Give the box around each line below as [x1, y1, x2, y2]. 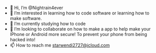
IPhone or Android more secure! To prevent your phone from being [9, 31, 147, 37]
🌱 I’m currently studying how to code [9, 20, 86, 26]
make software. [9, 15, 42, 21]
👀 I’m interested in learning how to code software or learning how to [9, 10, 150, 16]
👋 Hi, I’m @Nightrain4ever [9, 5, 63, 10]
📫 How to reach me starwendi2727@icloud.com [9, 42, 110, 48]
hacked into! [9, 36, 36, 42]
